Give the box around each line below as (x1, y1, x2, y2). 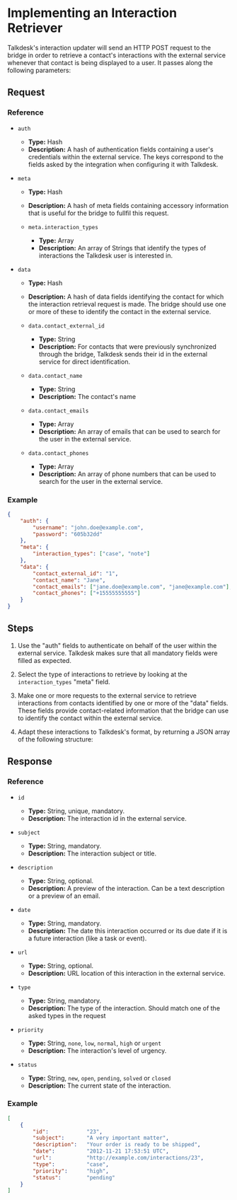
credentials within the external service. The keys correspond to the (28, 152, 224, 161)
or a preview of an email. (28, 892, 100, 900)
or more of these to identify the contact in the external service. (28, 307, 212, 316)
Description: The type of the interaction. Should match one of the (28, 1003, 221, 1012)
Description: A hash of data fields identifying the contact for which (28, 292, 224, 301)
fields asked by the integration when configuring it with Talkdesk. (28, 160, 219, 168)
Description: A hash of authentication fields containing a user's (28, 145, 214, 154)
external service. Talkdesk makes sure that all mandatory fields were (17, 649, 218, 657)
